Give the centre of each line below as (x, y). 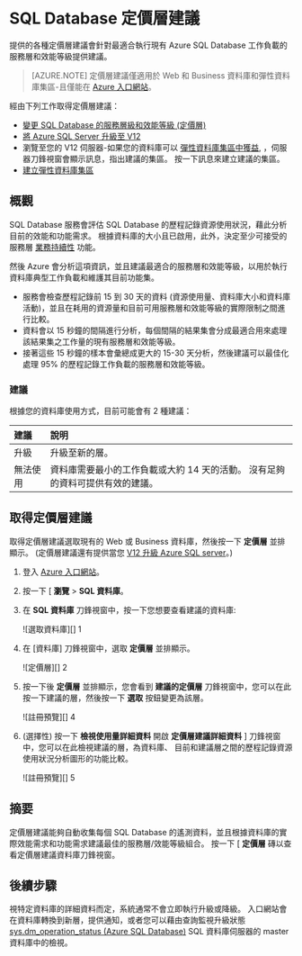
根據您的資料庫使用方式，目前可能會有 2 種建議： (101, 411)
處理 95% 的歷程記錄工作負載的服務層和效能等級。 (116, 364)
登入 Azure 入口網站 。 (63, 572)
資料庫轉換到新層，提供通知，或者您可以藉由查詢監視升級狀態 (131, 920)
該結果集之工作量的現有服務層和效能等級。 (101, 341)
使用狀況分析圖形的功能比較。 (77, 758)
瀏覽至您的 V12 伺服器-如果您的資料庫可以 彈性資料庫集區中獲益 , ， (147, 147)
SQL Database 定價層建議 (105, 18)
